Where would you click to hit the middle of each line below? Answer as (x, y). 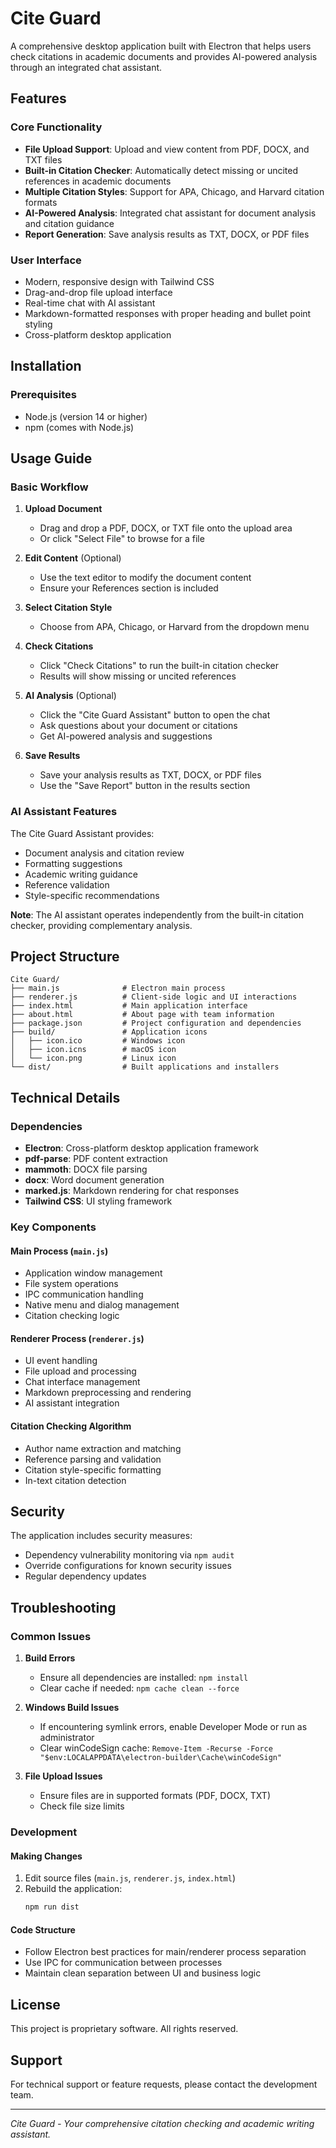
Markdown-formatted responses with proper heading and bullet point (168, 313)
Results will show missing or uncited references (138, 676)
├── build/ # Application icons (109, 1032)
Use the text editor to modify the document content (145, 578)
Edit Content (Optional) (73, 558)
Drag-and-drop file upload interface (98, 292)
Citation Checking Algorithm (71, 1426)
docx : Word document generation (94, 1180)
